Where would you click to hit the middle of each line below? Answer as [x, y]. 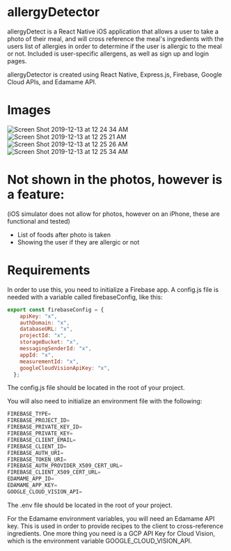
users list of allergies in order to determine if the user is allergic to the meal [115, 46]
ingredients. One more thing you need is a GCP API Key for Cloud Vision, [111, 533]
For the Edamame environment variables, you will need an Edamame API [111, 518]
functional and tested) [39, 221]
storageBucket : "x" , [49, 342]
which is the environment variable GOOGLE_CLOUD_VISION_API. [100, 541]
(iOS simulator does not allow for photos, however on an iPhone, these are [114, 214]
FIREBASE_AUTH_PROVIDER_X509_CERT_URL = [65, 466]
